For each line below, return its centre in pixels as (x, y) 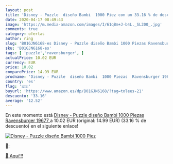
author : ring (19, 39)
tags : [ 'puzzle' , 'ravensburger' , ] (45, 53)
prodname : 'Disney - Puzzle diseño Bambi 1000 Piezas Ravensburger (83, 77)
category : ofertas (25, 34)
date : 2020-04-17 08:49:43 (34, 19)
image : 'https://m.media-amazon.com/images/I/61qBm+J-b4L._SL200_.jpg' (84, 24)
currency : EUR (21, 63)
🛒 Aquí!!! (14, 156)
